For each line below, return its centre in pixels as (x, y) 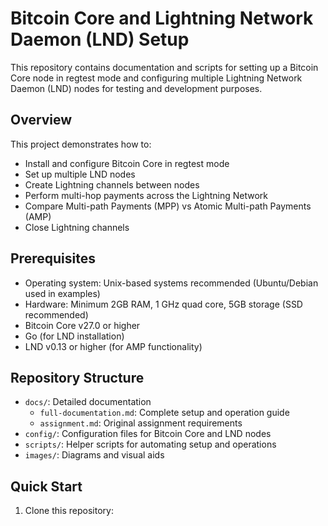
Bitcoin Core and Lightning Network (162, 18)
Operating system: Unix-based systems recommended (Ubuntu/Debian (171, 283)
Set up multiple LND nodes (80, 174)
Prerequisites (53, 258)
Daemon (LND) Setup (100, 39)
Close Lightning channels (77, 227)
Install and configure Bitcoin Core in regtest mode (127, 163)
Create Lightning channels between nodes (112, 184)
